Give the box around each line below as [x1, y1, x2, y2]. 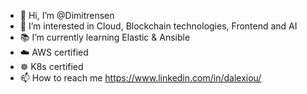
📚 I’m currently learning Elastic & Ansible [19, 31, 191, 43]
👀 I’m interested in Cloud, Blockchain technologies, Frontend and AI [19, 20, 298, 32]
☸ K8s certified [19, 61, 84, 72]
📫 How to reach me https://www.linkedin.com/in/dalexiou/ [19, 72, 262, 84]
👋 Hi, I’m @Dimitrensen [19, 10, 115, 21]
